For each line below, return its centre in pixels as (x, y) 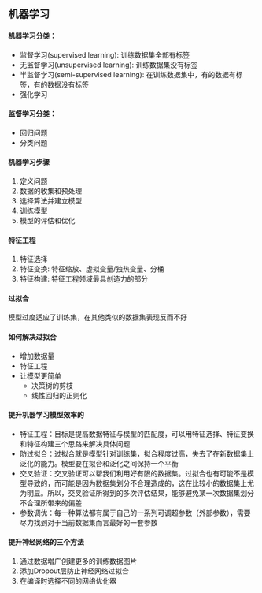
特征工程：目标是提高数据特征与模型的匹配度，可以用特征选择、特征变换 (137, 434)
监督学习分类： (32, 114)
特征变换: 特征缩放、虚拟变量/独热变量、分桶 (92, 269)
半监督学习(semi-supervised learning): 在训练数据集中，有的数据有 (127, 74)
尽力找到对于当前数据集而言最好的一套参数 (89, 522)
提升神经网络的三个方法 (46, 542)
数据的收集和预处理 (51, 191)
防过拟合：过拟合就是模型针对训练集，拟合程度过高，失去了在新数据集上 (137, 453)
